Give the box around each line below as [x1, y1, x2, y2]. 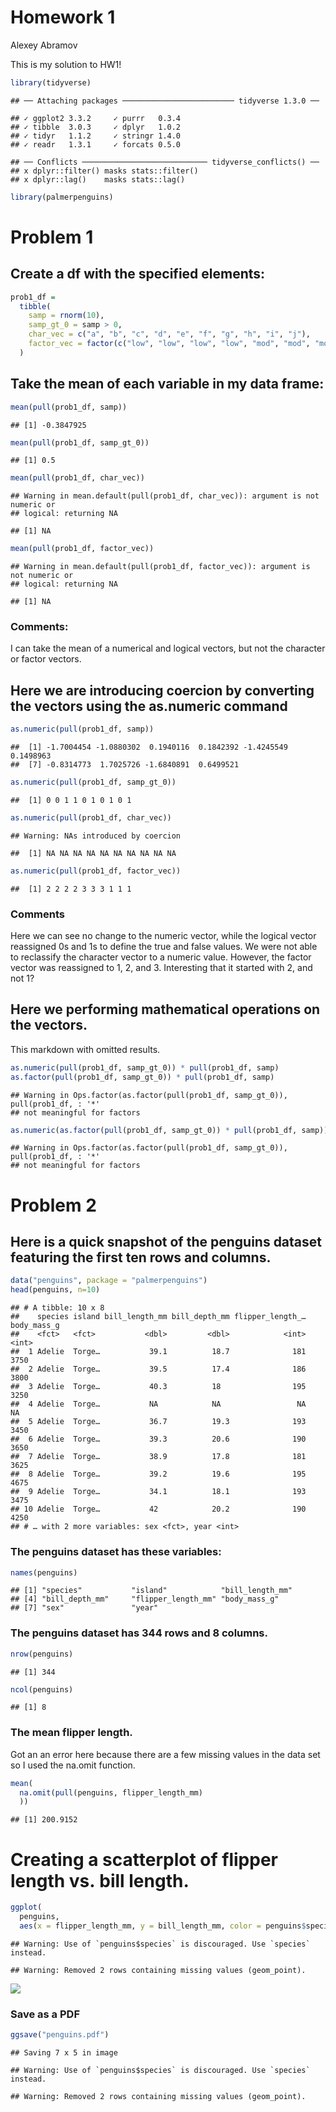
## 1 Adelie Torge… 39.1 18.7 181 [10, 1347, 307, 1357]
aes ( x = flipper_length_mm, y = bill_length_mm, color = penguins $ [19, 1921, 307, 1931]
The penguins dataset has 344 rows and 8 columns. [10, 1626, 268, 1640]
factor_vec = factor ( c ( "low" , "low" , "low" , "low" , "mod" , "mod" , [28, 339, 311, 349]
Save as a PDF [10, 2007, 80, 2021]
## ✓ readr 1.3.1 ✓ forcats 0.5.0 [10, 139, 182, 150]
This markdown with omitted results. [10, 1043, 161, 1055]
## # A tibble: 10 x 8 [10, 1303, 105, 1313]
